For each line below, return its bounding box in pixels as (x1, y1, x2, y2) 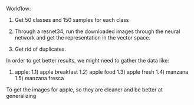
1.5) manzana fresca (14, 75, 64, 81)
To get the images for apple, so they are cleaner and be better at (6, 86, 163, 93)
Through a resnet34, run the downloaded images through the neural (14, 28, 180, 35)
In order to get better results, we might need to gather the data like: (6, 57, 169, 64)
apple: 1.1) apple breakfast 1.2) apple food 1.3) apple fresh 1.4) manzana (14, 68, 189, 76)
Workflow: (6, 5, 31, 12)
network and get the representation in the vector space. (14, 34, 150, 41)
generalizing (6, 93, 37, 99)
